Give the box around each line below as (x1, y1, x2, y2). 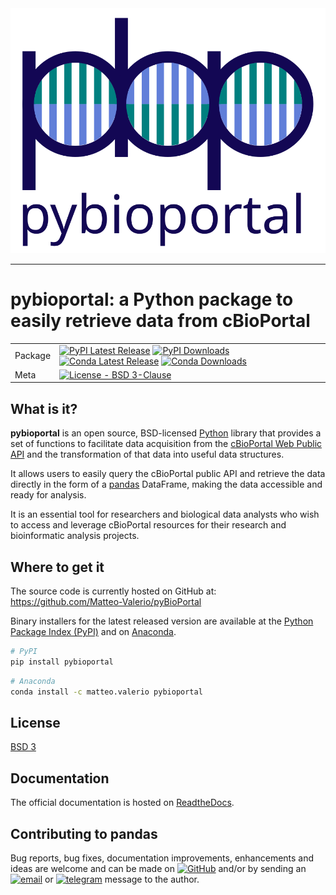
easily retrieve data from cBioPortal (10, 310, 311, 332)
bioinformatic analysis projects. (10, 530, 140, 542)
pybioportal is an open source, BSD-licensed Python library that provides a (10, 427, 322, 439)
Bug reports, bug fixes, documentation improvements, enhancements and (10, 852, 315, 864)
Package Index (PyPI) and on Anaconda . (10, 626, 177, 638)
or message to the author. (44, 873, 200, 885)
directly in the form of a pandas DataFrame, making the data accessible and (10, 478, 323, 491)
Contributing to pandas (10, 825, 158, 842)
